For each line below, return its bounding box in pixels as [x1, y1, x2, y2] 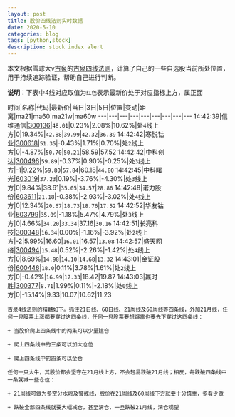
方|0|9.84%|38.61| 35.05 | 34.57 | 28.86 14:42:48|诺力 [7, 183, 155, 192]
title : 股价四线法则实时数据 [7, 17, 83, 24]
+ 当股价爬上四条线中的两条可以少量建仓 [7, 327, 110, 334]
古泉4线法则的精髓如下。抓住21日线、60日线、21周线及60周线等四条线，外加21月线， [7, 306, 223, 313]
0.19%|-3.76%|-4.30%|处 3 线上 [58, 175, 148, 182]
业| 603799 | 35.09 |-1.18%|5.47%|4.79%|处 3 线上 [7, 210, 145, 218]
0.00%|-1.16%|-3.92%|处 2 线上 [59, 228, 148, 236]
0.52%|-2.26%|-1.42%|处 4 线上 [59, 246, 150, 254]
